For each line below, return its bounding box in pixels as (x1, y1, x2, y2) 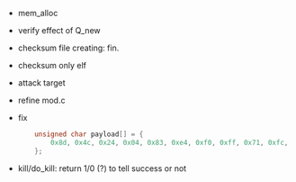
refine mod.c (17, 95, 66, 105)
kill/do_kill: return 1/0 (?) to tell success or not (17, 162, 187, 174)
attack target (17, 77, 66, 88)
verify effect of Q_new (17, 25, 101, 35)
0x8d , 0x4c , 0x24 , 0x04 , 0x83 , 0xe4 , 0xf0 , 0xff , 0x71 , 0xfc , (50, 138, 289, 147)
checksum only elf (17, 60, 87, 70)
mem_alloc (17, 8, 58, 18)
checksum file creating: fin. (17, 42, 120, 53)
